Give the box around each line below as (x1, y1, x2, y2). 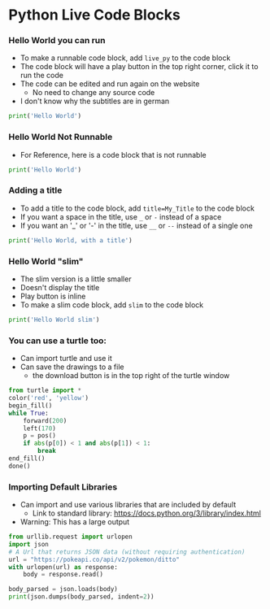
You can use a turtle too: (8, 335, 107, 346)
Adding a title (8, 185, 63, 196)
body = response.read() (23, 571, 104, 579)
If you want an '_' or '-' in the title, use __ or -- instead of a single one (20, 220, 254, 230)
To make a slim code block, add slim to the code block (20, 300, 204, 310)
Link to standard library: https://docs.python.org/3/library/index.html (32, 508, 262, 518)
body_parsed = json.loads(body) (8, 585, 118, 594)
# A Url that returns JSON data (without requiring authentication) (8, 547, 246, 556)
